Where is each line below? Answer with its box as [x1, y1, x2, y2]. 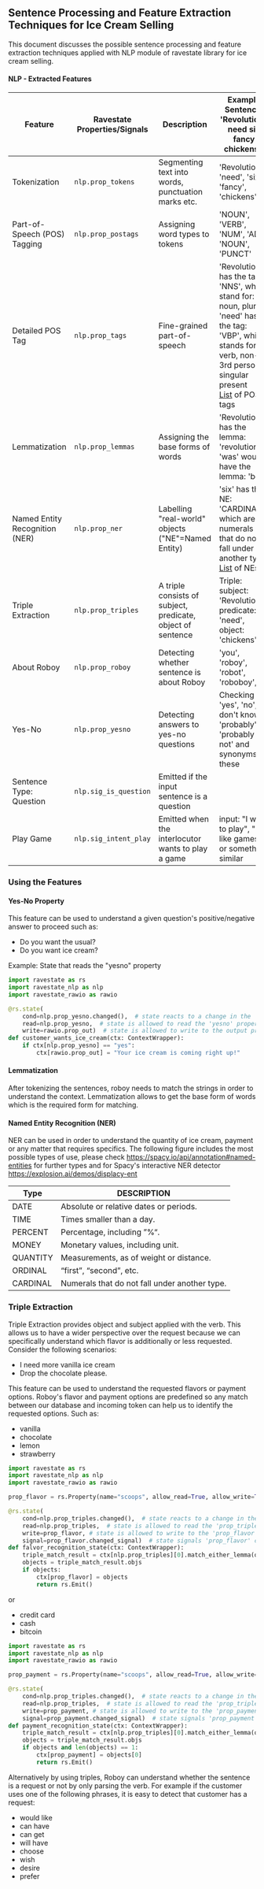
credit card [19, 1610, 56, 1620]
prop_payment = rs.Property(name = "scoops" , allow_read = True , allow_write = [8, 1671, 258, 1679]
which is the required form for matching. [8, 1100, 139, 1110]
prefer [19, 1871, 40, 1881]
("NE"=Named [158, 533, 212, 544]
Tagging [12, 239, 42, 250]
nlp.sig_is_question [74, 787, 151, 796]
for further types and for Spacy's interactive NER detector [33, 1161, 222, 1171]
